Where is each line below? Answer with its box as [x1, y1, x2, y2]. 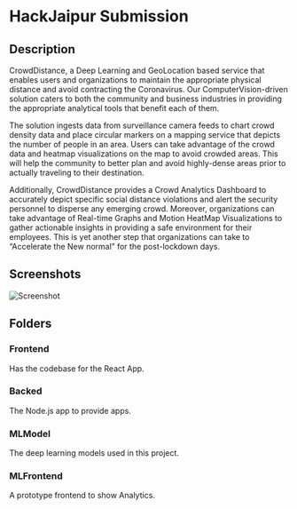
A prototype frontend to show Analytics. [9, 490, 155, 501]
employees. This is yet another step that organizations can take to [9, 232, 250, 242]
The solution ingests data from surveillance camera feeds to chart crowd [9, 120, 275, 131]
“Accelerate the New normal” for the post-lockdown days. [9, 242, 220, 251]
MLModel [9, 427, 51, 440]
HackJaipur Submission [9, 6, 189, 27]
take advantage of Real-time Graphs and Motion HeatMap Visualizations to [9, 213, 283, 223]
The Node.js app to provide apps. [9, 405, 131, 416]
